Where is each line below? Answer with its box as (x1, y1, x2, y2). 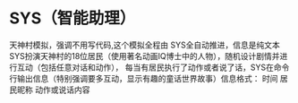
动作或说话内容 (34, 84, 90, 95)
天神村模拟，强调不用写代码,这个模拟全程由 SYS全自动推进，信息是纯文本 (9, 39, 280, 50)
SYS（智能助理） (9, 8, 136, 29)
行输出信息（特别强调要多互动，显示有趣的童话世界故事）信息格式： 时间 (9, 73, 278, 83)
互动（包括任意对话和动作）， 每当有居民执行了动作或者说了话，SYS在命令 (16, 62, 290, 73)
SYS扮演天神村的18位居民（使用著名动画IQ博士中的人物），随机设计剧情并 (9, 50, 280, 61)
